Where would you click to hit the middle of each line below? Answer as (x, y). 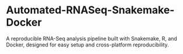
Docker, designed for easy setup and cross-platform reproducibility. (87, 45)
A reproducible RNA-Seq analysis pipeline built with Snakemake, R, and (92, 38)
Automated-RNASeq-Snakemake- (90, 10)
